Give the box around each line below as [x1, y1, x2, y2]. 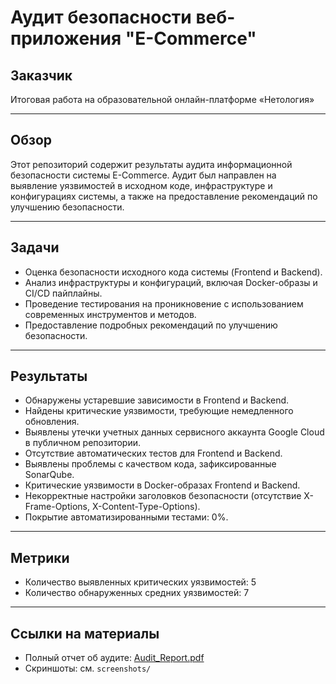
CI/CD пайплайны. [24, 287, 103, 299]
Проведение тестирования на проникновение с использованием [24, 297, 304, 310]
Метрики [10, 549, 70, 566]
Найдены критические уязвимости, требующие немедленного [24, 405, 294, 417]
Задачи [10, 239, 60, 256]
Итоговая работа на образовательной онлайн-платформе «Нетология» [10, 94, 315, 105]
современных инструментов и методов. [24, 308, 197, 320]
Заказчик [10, 67, 73, 84]
